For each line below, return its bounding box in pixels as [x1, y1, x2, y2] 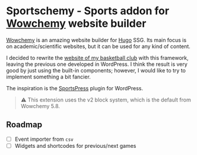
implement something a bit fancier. [6, 73, 91, 80]
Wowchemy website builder [6, 17, 147, 30]
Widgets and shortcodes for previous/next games [14, 142, 136, 149]
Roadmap [6, 120, 43, 130]
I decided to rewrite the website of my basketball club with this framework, [6, 54, 189, 61]
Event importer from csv [14, 135, 74, 143]
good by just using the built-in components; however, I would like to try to [6, 67, 186, 74]
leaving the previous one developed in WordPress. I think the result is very [6, 61, 188, 68]
